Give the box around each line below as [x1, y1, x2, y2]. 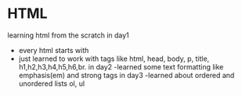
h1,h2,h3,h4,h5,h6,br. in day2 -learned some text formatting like [18, 62, 224, 71]
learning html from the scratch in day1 [7, 30, 130, 40]
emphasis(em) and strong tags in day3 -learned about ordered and [18, 70, 235, 80]
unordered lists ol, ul [18, 79, 85, 88]
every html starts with [18, 45, 89, 55]
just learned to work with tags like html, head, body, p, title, [18, 54, 210, 63]
